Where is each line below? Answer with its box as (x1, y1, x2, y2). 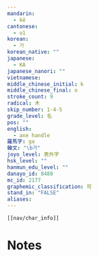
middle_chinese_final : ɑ (7, 87, 78, 94)
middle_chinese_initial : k (7, 81, 84, 88)
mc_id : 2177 (7, 176, 41, 183)
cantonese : (7, 23, 38, 30)
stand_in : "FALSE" (7, 189, 59, 196)
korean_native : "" (7, 49, 59, 56)
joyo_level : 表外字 (7, 151, 59, 158)
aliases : (7, 196, 32, 203)
